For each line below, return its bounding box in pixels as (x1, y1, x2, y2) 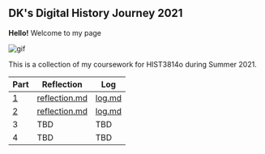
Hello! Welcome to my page (8, 28, 101, 37)
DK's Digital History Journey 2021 (8, 6, 183, 20)
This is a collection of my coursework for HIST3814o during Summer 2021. (8, 59, 257, 69)
